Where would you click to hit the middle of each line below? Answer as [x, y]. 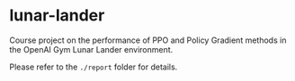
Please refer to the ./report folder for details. [94, 67]
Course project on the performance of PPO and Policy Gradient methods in [148, 40]
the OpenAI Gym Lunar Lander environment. [91, 49]
